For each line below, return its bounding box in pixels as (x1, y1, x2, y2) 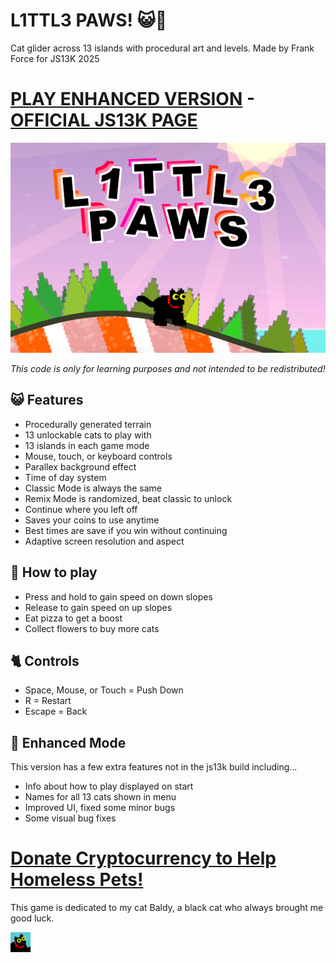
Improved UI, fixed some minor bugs (24, 802, 176, 814)
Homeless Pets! (10, 869, 144, 891)
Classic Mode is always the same (24, 482, 163, 494)
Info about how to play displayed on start (24, 780, 194, 793)
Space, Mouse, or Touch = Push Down (24, 684, 184, 696)
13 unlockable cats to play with (24, 429, 152, 441)
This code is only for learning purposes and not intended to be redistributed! (10, 362, 326, 374)
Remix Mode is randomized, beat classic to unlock (24, 492, 233, 504)
